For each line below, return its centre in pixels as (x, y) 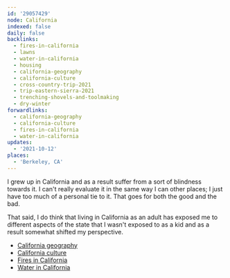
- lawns (25, 53)
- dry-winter (32, 104)
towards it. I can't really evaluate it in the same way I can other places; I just (115, 189)
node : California (32, 20)
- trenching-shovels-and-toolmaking (66, 98)
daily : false (26, 33)
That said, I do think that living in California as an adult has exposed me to (113, 217)
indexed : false (29, 26)
